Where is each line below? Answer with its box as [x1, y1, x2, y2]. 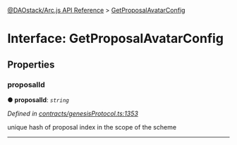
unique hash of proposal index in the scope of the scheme [7, 122, 177, 131]
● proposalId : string [7, 95, 69, 104]
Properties [7, 58, 55, 70]
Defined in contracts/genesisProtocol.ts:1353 [7, 109, 139, 118]
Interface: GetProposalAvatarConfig [7, 31, 224, 46]
